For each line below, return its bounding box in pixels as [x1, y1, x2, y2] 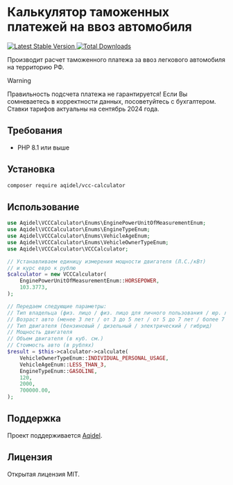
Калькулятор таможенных [7, 4, 170, 20]
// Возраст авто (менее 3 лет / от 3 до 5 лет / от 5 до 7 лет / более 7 [7, 316, 225, 323]
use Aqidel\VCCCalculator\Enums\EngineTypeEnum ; [7, 226, 150, 233]
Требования [7, 125, 62, 136]
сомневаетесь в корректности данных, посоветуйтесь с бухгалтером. [7, 97, 216, 105]
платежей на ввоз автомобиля [7, 19, 193, 35]
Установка [7, 164, 55, 175]
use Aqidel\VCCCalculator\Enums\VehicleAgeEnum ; [7, 232, 150, 239]
